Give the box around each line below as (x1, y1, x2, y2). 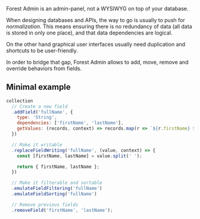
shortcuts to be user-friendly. (6, 47, 79, 54)
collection (6, 98, 33, 104)
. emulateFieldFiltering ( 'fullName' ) (11, 186, 102, 192)
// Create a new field (11, 104, 68, 109)
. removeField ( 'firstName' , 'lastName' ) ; (11, 207, 113, 213)
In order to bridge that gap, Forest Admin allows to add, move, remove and (6, 59, 189, 65)
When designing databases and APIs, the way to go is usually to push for (6, 17, 186, 23)
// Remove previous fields (11, 202, 79, 208)
